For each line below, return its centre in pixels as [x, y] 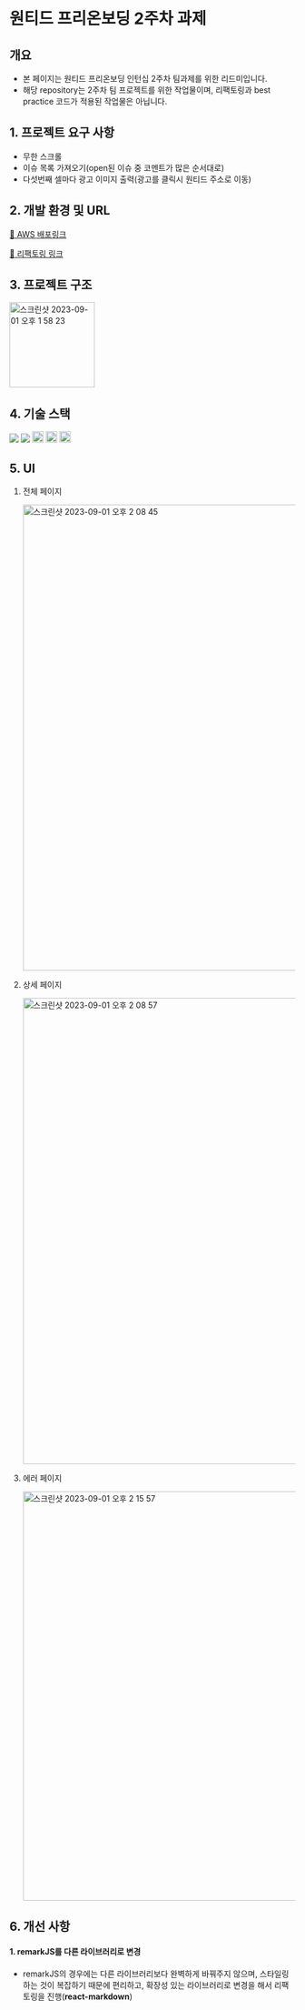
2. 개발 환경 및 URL [60, 211]
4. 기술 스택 [40, 413]
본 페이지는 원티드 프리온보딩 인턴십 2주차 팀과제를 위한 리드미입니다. [145, 79]
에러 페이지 [42, 1478]
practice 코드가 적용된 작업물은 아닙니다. [95, 101]
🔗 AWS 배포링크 [38, 234]
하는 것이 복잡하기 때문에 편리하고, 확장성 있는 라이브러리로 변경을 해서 [147, 1985]
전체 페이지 [42, 491]
